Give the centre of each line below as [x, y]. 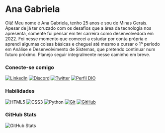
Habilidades [20, 91]
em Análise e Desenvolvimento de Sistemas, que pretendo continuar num [80, 49]
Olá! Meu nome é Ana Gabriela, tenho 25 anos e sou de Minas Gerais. [76, 23]
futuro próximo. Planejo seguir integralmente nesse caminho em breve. [78, 54]
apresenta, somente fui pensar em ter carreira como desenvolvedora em [80, 33]
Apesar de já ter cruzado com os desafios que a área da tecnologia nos [78, 28]
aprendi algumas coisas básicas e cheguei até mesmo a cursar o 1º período [82, 44]
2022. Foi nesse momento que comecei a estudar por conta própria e [76, 39]
